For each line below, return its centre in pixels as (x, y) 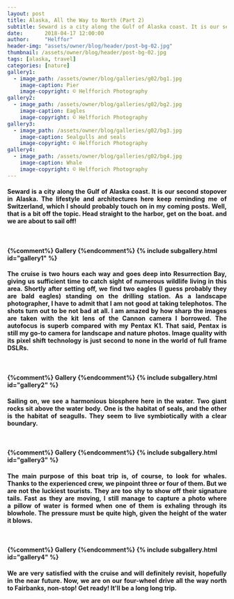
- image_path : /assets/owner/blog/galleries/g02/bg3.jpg (98, 130)
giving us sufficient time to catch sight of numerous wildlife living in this (117, 281)
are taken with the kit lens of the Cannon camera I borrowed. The (117, 319)
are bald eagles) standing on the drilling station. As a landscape (117, 296)
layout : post (26, 14)
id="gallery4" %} (33, 557)
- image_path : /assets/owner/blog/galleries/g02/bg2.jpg (98, 105)
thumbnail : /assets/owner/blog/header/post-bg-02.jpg (87, 53)
